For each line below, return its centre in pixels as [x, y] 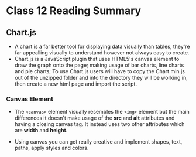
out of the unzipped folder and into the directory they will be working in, [101, 78]
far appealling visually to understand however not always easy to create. [102, 53]
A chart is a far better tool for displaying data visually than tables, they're [102, 46]
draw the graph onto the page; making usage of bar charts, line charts [99, 65]
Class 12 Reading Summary [74, 11]
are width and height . [41, 131]
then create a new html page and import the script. [76, 84]
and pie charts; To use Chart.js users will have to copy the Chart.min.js [100, 71]
